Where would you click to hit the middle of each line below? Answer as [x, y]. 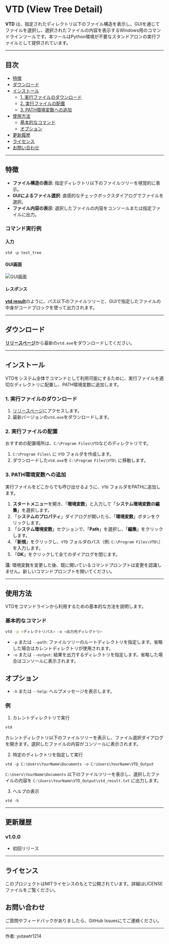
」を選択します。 [34, 510]
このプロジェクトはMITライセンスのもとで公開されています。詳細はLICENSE [84, 884]
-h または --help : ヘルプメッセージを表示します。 [63, 691]
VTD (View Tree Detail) [54, 9]
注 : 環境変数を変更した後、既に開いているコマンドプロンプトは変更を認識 [81, 565]
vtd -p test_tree [23, 253]
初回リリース [26, 849]
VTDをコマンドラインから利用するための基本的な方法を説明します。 [76, 606]
